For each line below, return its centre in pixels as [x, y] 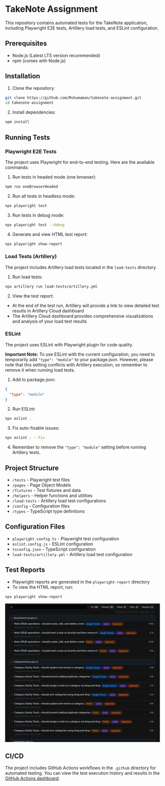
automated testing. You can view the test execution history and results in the [82, 773]
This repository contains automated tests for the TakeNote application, [76, 23]
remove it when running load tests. [40, 370]
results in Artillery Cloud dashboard [48, 311]
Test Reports [25, 570]
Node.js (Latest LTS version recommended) [56, 55]
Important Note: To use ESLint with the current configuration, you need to [80, 354]
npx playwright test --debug [35, 225]
